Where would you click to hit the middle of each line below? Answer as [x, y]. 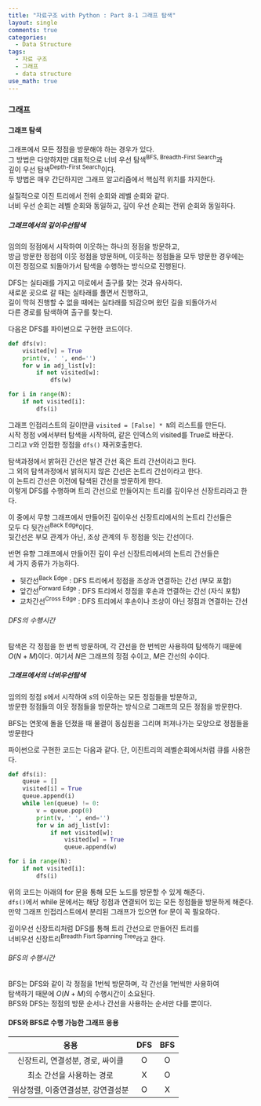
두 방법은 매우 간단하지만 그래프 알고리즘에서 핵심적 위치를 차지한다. [112, 179]
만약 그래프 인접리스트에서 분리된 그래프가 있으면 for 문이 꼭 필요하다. [114, 911]
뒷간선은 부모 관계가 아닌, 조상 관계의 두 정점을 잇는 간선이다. [101, 537]
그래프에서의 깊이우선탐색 [47, 225]
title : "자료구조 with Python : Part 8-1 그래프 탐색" [92, 15]
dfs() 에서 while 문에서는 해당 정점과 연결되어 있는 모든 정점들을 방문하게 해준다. [131, 902]
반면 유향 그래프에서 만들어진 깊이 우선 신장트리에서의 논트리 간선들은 [114, 553]
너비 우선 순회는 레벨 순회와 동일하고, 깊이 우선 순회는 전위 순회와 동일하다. [122, 206]
